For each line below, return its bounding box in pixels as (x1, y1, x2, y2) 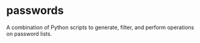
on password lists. (6, 30, 52, 37)
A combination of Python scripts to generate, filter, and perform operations (6, 24, 195, 31)
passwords (6, 4, 64, 18)
